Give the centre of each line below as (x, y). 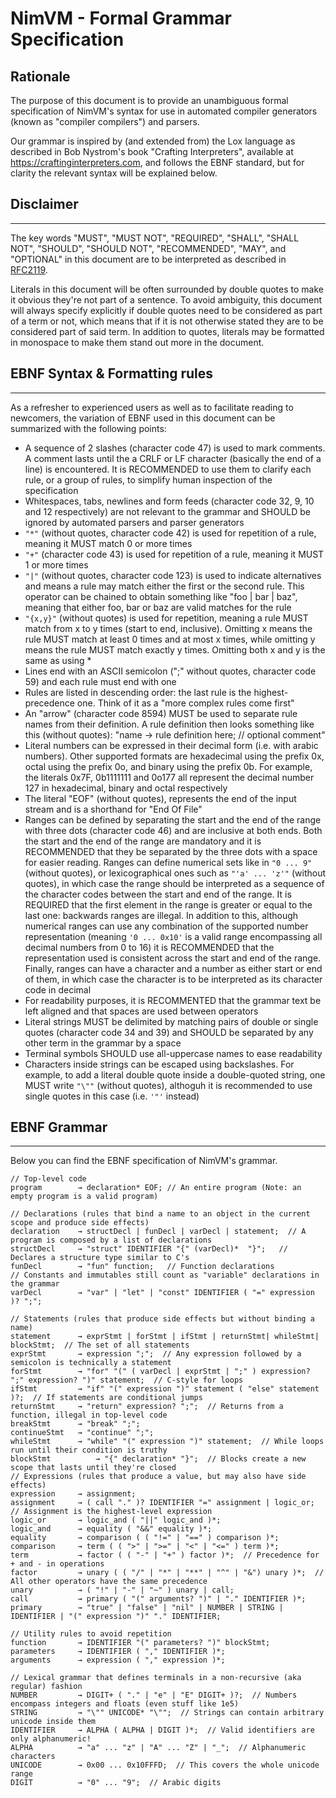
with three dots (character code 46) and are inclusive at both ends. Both (173, 830)
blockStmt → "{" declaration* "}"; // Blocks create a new (158, 1459)
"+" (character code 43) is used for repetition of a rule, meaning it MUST (174, 554)
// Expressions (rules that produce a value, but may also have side (158, 1477)
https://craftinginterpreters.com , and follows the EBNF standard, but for (157, 162)
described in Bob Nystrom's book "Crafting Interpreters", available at (152, 151)
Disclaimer (44, 204)
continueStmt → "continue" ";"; (82, 1433)
